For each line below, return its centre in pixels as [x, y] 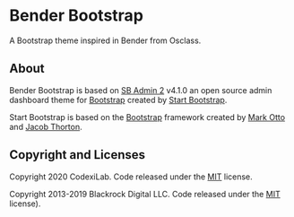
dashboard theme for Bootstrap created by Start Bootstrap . [118, 100]
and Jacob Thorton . [46, 126]
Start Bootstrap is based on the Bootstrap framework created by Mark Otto [147, 117]
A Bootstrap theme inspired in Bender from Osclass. [105, 40]
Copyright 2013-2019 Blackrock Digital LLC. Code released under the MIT [145, 194]
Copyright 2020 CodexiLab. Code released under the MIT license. [131, 177]
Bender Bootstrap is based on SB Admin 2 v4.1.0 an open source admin [141, 90]
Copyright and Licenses [78, 155]
